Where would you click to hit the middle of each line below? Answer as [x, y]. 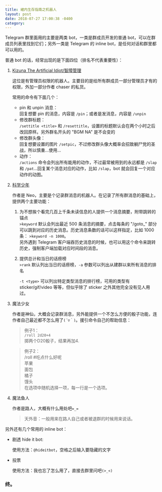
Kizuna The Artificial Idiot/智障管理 [47, 71]
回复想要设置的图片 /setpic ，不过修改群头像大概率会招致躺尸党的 [85, 144]
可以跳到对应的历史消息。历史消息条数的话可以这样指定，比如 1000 [87, 230]
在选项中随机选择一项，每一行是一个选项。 [67, 388]
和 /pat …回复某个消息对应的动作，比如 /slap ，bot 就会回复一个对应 [87, 169]
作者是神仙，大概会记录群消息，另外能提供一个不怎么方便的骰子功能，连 [84, 314]
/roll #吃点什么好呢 [43, 357]
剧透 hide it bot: [28, 439]
